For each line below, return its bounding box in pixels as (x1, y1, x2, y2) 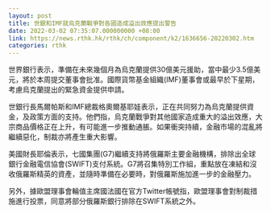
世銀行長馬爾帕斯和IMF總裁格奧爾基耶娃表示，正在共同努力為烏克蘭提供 (8, 102, 248, 112)
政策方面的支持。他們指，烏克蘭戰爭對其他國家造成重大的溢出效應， (29, 112, 256, 121)
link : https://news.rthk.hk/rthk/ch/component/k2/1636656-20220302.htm (8, 34, 254, 43)
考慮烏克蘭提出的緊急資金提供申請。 (8, 85, 129, 95)
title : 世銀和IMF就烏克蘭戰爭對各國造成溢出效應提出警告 (8, 19, 177, 27)
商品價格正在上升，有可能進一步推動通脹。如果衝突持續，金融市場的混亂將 (15, 122, 263, 132)
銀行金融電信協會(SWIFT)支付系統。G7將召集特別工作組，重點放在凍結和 (8, 159, 250, 169)
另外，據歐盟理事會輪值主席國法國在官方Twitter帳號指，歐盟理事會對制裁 (8, 186, 251, 196)
